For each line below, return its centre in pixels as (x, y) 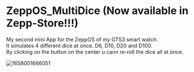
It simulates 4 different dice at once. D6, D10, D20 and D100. (79, 46)
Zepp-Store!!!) (42, 23)
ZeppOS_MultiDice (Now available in (97, 11)
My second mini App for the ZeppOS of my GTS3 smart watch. (82, 39)
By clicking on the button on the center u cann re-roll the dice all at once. (95, 52)
